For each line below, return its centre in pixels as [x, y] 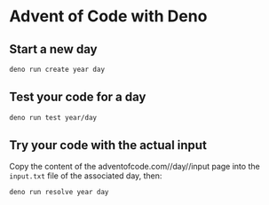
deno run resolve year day [59, 193]
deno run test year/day [53, 117]
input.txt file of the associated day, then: [86, 176]
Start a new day [53, 49]
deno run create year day [57, 69]
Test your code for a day [78, 97]
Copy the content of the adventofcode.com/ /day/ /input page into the [134, 167]
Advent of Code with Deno [108, 16]
